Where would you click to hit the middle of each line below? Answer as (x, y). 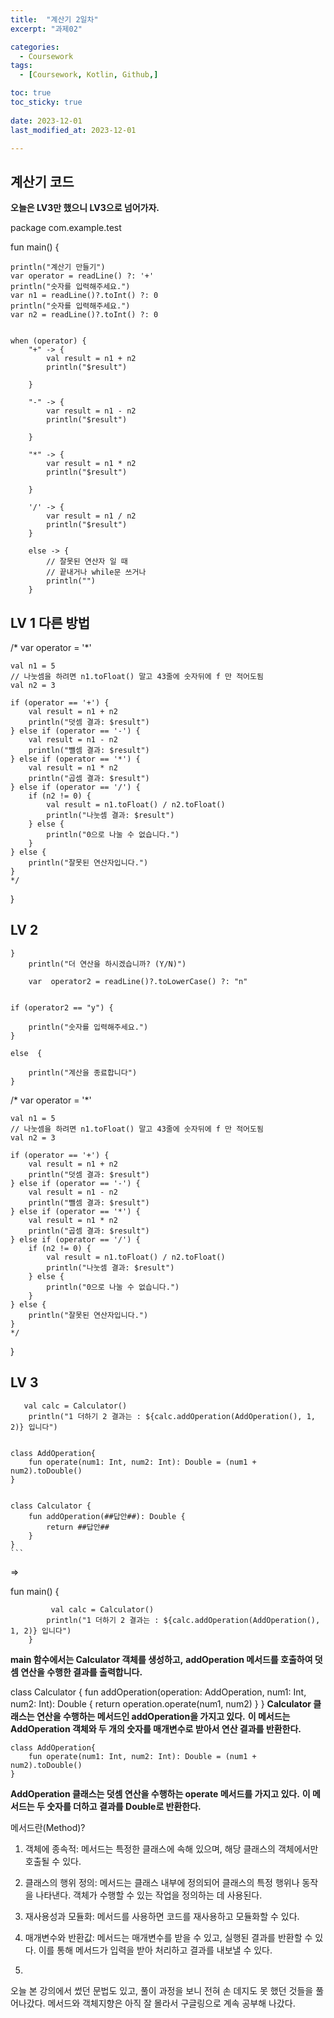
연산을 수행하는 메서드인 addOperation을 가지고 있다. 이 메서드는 (163, 1716)
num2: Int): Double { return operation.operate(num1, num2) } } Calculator (161, 1703)
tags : (21, 66)
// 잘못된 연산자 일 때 (87, 562)
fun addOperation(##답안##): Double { (107, 1516)
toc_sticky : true (46, 102)
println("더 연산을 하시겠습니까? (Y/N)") (107, 964)
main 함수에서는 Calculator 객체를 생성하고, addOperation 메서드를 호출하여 (161, 1659)
